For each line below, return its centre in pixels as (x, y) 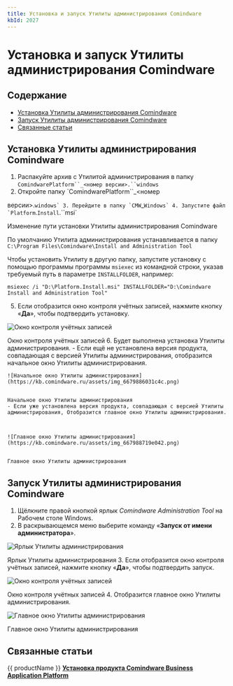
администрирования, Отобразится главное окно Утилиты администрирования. (117, 413)
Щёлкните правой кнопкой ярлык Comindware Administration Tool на (120, 510)
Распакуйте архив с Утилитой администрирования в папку (105, 177)
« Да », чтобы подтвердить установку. (73, 314)
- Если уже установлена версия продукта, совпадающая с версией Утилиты (115, 406)
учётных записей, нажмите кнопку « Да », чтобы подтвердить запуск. (111, 568)
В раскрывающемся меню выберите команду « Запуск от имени (114, 526)
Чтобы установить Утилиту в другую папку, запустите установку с (107, 259)
